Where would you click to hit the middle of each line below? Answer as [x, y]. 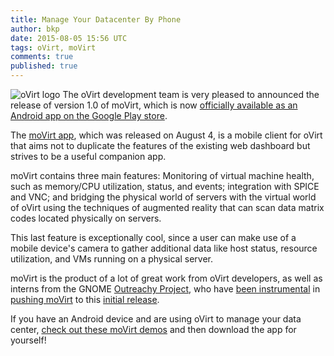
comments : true [42, 57]
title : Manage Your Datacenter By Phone [96, 19]
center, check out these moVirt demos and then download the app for [153, 329]
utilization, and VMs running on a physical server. [112, 259]
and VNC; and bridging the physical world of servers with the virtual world [163, 197]
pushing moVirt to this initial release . [85, 299]
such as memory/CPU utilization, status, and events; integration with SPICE [165, 186]
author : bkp [35, 29]
